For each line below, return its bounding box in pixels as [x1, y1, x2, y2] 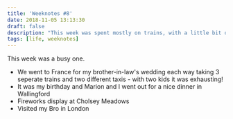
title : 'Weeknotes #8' [7, 10, 73, 17]
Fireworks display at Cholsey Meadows [17, 97, 130, 105]
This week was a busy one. [7, 54, 85, 63]
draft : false [7, 23, 45, 30]
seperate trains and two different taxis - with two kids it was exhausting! [17, 75, 223, 83]
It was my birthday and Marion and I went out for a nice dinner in [17, 83, 202, 91]
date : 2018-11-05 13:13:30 [7, 17, 85, 23]
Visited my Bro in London [17, 105, 89, 113]
